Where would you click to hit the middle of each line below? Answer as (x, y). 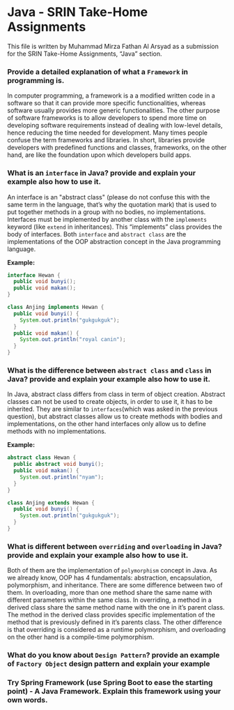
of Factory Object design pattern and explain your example (109, 664)
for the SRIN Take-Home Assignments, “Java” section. (85, 54)
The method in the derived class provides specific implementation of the (111, 615)
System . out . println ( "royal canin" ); (73, 340)
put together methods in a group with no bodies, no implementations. (107, 212)
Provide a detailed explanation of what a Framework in (98, 72)
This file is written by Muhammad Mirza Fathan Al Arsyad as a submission (113, 46)
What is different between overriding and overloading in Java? (115, 546)
